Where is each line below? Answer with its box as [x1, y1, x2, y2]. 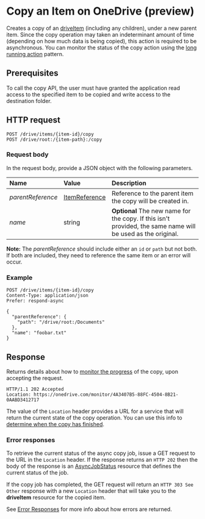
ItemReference [63, 193, 106, 201]
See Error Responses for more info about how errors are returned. [6, 506, 172, 513]
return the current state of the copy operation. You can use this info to [6, 413, 182, 421]
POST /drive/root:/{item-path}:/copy [6, 136, 103, 143]
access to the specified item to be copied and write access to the [6, 90, 171, 98]
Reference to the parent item [112, 189, 194, 198]
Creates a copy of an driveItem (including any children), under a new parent [6, 24, 197, 32]
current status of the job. [6, 469, 69, 476]
